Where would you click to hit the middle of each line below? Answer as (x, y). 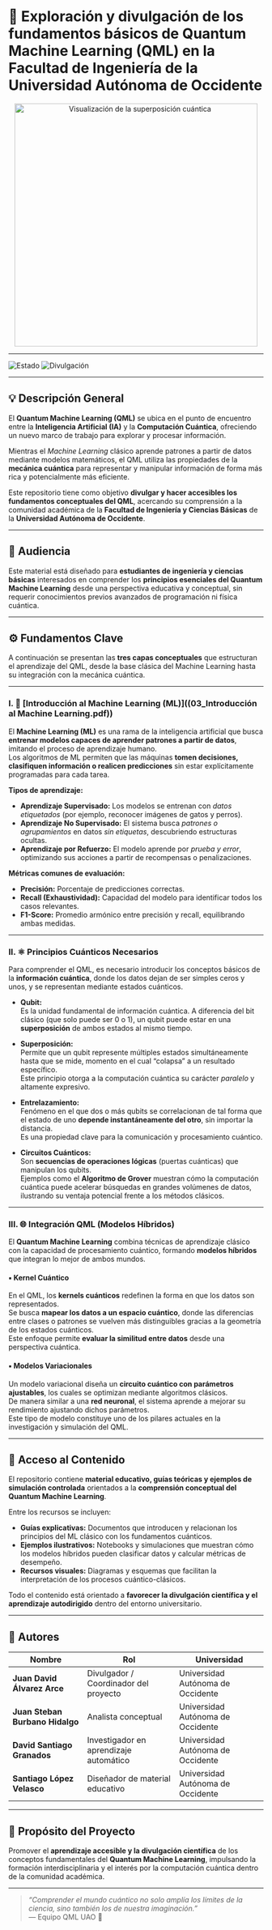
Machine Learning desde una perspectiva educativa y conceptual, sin (125, 588)
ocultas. (33, 840)
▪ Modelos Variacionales (51, 1366)
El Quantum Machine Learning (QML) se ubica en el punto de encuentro (130, 418)
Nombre (46, 1659)
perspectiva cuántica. (45, 1347)
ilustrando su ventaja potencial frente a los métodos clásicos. (122, 1195)
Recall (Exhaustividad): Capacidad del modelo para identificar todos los (141, 897)
